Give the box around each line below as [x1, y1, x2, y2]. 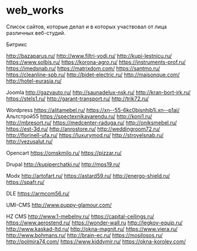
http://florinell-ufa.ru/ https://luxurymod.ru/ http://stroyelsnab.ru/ [6, 131, 164, 139]
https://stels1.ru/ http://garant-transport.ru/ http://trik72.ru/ [6, 95, 149, 102]
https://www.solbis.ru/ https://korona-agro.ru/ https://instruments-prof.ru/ [6, 58, 186, 66]
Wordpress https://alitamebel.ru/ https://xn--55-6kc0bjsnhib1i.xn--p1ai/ [6, 106, 180, 113]
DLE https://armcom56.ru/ [6, 190, 70, 197]
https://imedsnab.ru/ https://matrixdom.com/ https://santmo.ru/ [6, 64, 160, 71]
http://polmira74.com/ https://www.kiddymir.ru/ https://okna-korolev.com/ [6, 237, 186, 245]
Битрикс [6, 41, 28, 48]
